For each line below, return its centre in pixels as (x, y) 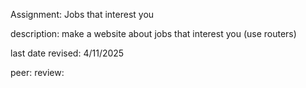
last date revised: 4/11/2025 (67, 53)
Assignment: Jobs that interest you (82, 14)
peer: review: (37, 72)
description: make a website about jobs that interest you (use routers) (153, 33)
